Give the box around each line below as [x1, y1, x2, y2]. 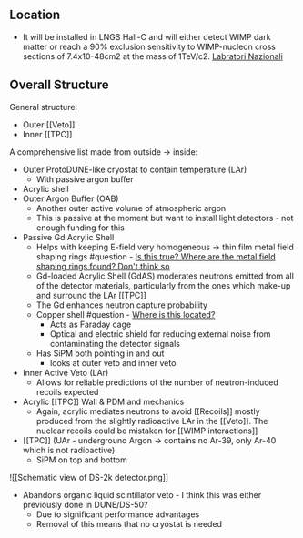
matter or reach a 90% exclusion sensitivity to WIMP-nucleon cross [22, 41, 276, 52]
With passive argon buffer [35, 173, 134, 185]
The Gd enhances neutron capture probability [35, 299, 207, 310]
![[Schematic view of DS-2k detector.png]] [9, 472, 169, 482]
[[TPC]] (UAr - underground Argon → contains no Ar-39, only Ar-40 [22, 434, 277, 445]
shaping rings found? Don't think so [35, 260, 170, 271]
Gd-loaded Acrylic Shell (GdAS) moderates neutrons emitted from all [35, 270, 294, 281]
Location [9, 7, 61, 23]
